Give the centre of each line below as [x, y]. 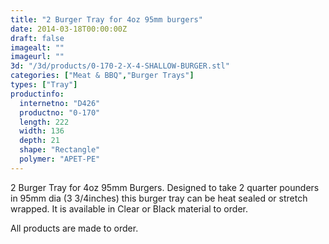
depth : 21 [39, 141]
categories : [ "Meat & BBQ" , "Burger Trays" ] [102, 76]
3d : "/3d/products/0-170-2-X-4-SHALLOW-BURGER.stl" [120, 66]
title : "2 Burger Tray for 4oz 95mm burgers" [106, 19]
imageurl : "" [37, 57]
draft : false [37, 38]
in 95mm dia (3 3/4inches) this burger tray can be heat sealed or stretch [159, 198]
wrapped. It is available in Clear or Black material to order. [129, 208]
